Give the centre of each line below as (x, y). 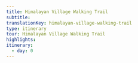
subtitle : (19, 17)
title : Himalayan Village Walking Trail (57, 12)
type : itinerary (26, 28)
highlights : (21, 40)
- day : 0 (22, 51)
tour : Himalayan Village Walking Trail (56, 34)
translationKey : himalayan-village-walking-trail (69, 23)
